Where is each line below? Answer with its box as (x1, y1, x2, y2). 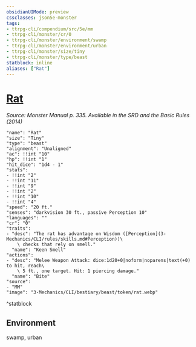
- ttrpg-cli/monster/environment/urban (6, 43, 107, 49)
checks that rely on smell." (22, 241, 96, 248)
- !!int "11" (6, 177, 39, 184)
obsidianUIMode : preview (6, 9, 69, 15)
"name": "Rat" (6, 130, 42, 136)
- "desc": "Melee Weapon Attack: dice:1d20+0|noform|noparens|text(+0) (6, 258, 191, 264)
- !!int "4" (6, 199, 36, 205)
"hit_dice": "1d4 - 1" (6, 162, 64, 168)
